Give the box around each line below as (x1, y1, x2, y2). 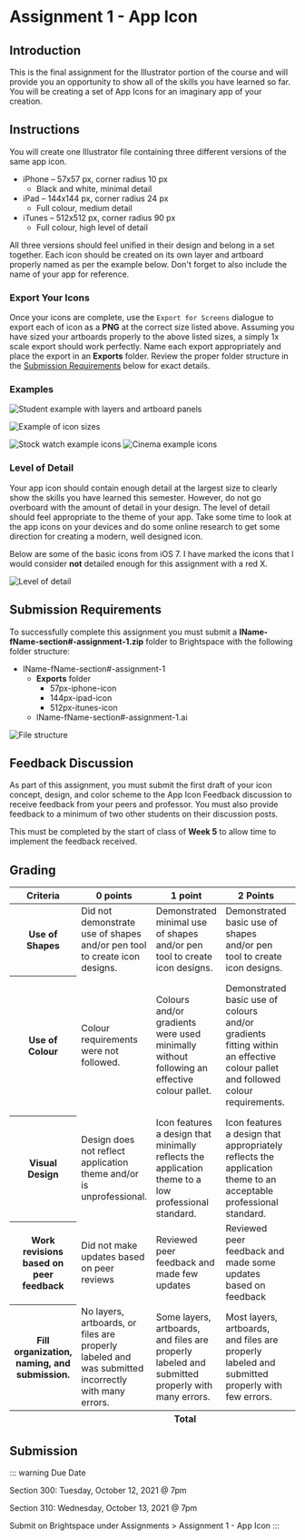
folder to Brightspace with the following (145, 635, 293, 647)
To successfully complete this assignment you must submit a (9, 626, 238, 637)
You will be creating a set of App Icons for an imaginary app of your (9, 86, 262, 96)
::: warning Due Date (9, 1467, 86, 1478)
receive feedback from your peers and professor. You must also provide (9, 799, 279, 810)
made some (225, 1256, 276, 1269)
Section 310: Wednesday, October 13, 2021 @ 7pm (9, 1502, 198, 1513)
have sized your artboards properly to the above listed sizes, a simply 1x (9, 331, 280, 342)
